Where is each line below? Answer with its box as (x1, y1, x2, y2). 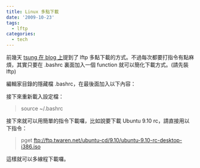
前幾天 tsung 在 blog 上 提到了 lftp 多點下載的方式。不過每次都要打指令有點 (6, 54, 189, 60)
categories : (6, 31, 36, 37)
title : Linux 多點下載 (6, 8, 59, 15)
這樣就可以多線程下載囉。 (6, 155, 69, 162)
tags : (6, 20, 20, 26)
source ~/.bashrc (20, 105, 64, 112)
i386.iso (20, 143, 41, 150)
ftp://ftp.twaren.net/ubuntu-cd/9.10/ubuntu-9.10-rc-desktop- (33, 137, 183, 143)
